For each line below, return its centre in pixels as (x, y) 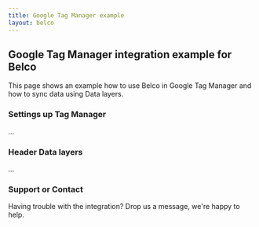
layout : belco (31, 23)
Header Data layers (46, 152)
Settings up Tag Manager (57, 115)
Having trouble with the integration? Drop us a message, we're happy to (124, 207)
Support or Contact (46, 189)
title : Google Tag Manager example (66, 15)
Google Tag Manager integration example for (120, 55)
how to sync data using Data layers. (66, 94)
